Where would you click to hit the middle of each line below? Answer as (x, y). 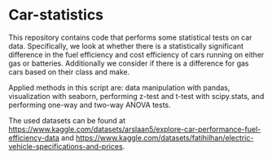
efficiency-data (34, 138)
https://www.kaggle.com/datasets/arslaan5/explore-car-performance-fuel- (135, 129)
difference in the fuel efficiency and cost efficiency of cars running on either (136, 54)
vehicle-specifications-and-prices (66, 146)
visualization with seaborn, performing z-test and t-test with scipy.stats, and (136, 96)
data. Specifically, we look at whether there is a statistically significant (126, 45)
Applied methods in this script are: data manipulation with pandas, (119, 88)
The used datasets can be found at (67, 120)
